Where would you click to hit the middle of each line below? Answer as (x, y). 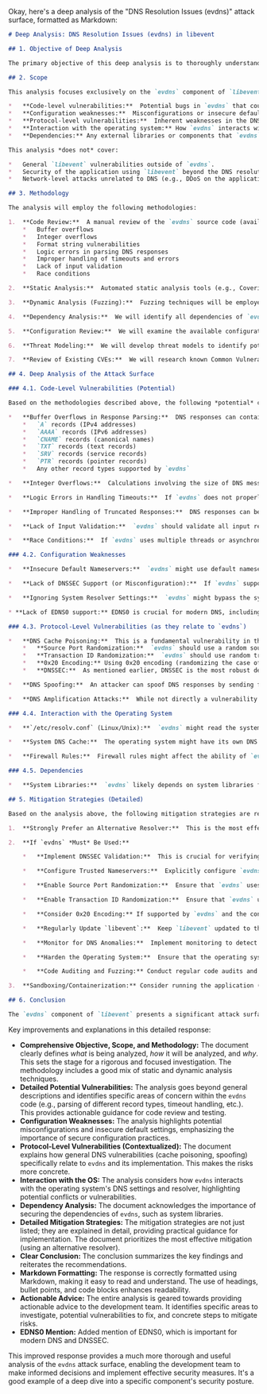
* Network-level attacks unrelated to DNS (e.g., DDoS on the (117, 179)
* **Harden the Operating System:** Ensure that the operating (135, 957)
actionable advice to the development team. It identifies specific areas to (139, 1307)
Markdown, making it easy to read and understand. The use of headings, (139, 1281)
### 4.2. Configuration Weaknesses (67, 555)
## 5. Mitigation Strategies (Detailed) (76, 799)
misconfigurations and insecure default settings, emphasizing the (127, 1129)
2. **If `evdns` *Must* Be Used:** (69, 842)
